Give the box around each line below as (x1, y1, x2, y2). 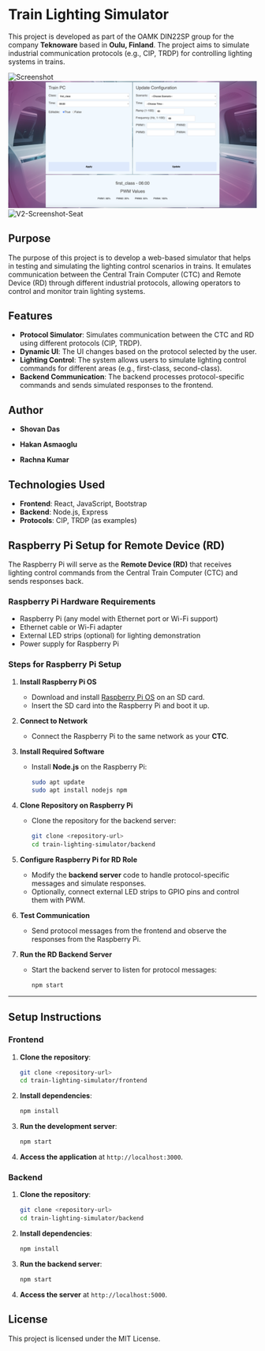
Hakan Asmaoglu (19, 440, 77, 450)
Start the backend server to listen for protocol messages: (31, 965, 217, 975)
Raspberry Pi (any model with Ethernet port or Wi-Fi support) (19, 614, 218, 623)
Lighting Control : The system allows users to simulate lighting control (19, 356, 247, 365)
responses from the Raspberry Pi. (31, 935, 141, 944)
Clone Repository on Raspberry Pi (19, 800, 133, 811)
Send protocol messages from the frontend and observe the (31, 926, 227, 935)
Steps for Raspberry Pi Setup (8, 659, 122, 670)
